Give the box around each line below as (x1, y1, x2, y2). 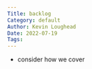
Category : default (7, 17, 61, 24)
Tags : (7, 36, 23, 43)
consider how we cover (17, 55, 85, 63)
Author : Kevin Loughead (7, 23, 77, 30)
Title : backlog (7, 10, 52, 17)
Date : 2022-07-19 (7, 29, 58, 37)
